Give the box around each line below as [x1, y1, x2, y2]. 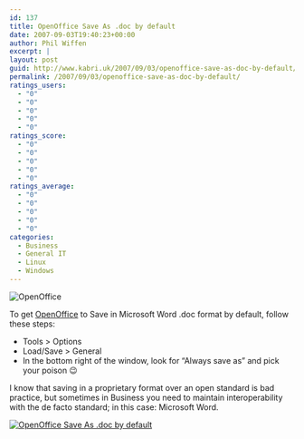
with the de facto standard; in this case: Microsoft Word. [9, 401, 219, 413]
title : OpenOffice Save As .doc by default [9, 22, 176, 31]
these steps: [9, 318, 56, 329]
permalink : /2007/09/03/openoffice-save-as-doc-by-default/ [9, 73, 242, 82]
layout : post [9, 55, 59, 64]
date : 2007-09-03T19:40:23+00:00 [9, 30, 136, 39]
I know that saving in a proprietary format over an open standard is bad [9, 382, 275, 393]
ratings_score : [9, 132, 67, 141]
